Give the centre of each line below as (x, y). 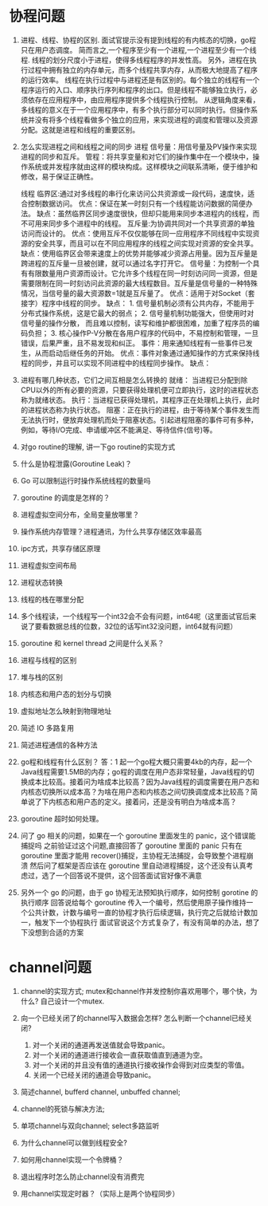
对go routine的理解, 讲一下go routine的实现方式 (98, 447)
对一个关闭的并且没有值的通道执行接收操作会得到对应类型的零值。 (140, 1065)
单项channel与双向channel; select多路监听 (90, 1125)
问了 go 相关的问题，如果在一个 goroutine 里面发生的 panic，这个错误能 (138, 835)
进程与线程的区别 (49, 660)
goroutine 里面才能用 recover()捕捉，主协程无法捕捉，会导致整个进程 (134, 855)
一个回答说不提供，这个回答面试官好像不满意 (128, 875)
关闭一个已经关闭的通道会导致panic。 (94, 1074)
